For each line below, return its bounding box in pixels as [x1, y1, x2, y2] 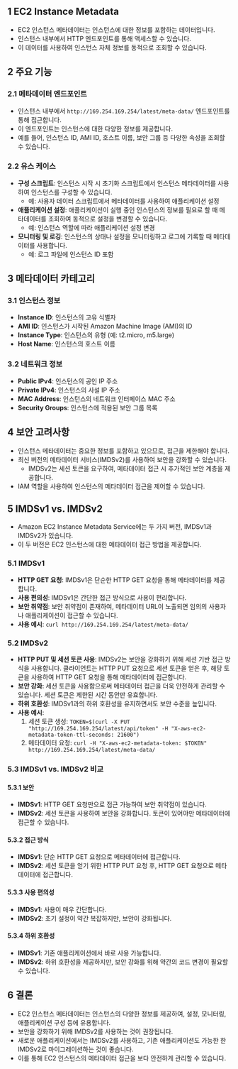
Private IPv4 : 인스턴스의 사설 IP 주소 [17, 385, 120, 394]
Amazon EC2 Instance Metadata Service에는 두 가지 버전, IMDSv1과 [17, 522, 212, 531]
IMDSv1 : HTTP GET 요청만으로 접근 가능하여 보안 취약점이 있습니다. [17, 800, 207, 808]
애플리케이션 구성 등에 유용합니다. [17, 1018, 111, 1026]
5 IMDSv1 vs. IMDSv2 [7, 503, 103, 515]
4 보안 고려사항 [7, 426, 70, 439]
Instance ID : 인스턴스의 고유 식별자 [17, 313, 116, 322]
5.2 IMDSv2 [7, 638, 48, 648]
